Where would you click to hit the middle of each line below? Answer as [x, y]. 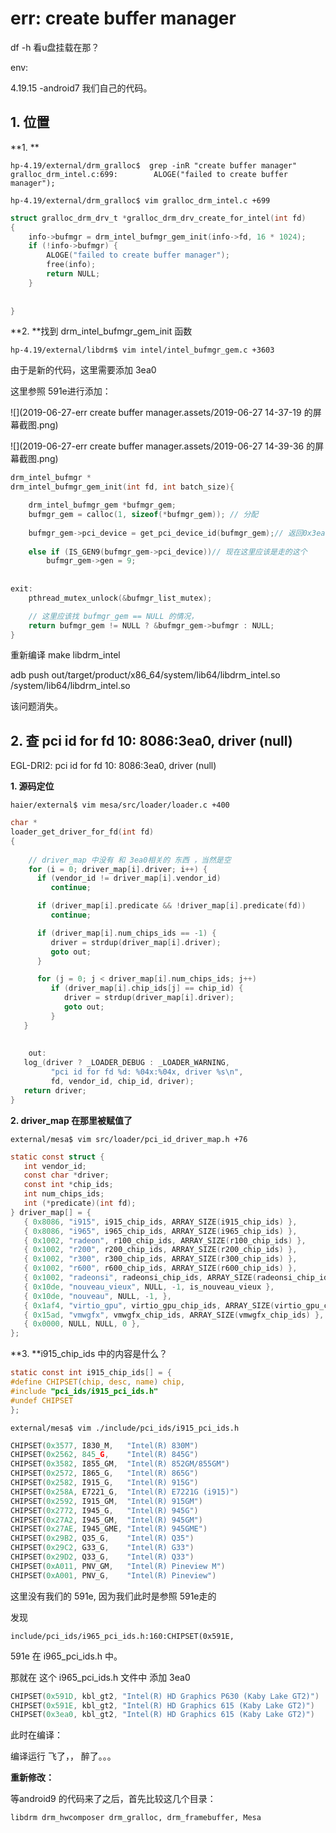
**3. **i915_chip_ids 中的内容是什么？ [89, 1354]
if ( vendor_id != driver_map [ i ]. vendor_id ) [129, 878]
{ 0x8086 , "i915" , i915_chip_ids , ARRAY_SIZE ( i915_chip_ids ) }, [160, 1222]
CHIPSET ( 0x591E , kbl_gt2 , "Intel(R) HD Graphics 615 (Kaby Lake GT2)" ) [162, 1705]
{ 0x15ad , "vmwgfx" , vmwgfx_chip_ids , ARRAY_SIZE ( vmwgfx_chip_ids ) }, [174, 1315]
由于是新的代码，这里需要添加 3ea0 [83, 370]
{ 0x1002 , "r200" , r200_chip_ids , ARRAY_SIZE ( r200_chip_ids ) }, [160, 1250]
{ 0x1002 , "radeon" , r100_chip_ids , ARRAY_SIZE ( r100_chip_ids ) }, [165, 1240]
